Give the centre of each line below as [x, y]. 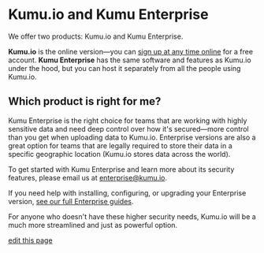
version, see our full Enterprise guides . [71, 201]
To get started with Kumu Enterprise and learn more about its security [121, 169]
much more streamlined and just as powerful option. [93, 225]
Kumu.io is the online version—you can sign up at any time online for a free [131, 51]
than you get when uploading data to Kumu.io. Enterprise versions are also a [132, 137]
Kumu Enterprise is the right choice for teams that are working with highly [128, 121]
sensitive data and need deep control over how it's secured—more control [129, 128]
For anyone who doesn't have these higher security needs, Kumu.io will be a [132, 216]
